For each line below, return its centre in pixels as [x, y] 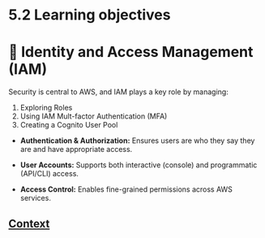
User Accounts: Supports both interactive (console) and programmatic [139, 165]
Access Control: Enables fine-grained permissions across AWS [126, 189]
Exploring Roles [46, 108]
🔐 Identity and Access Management [131, 52]
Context [29, 224]
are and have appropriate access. [76, 149]
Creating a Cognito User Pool [69, 125]
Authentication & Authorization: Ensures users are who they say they [137, 141]
